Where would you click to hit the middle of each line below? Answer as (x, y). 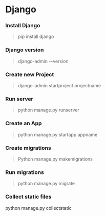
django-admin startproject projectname (59, 86)
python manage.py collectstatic (38, 208)
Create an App (24, 123)
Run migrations (25, 172)
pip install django (36, 36)
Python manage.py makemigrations (55, 159)
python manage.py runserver (48, 110)
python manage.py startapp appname (58, 134)
